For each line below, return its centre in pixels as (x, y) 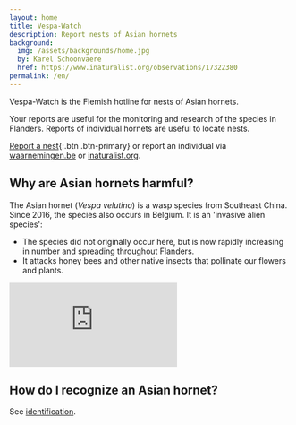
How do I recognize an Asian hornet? (114, 390)
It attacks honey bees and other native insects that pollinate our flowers (154, 260)
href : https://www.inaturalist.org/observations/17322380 (128, 68)
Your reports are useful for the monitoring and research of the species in (143, 118)
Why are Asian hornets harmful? (101, 183)
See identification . (42, 412)
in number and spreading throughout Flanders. (108, 251)
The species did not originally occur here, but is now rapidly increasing (153, 241)
